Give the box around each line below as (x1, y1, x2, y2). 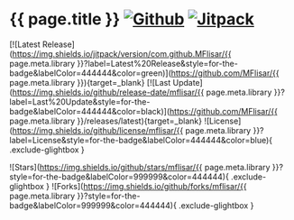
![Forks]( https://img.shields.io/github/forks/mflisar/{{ (51, 180, 247, 191)
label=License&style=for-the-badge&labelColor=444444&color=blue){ (9, 134, 273, 145)
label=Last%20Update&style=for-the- (9, 96, 151, 107)
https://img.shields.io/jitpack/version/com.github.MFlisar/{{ (12, 48, 232, 59)
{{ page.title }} (9, 9, 121, 30)
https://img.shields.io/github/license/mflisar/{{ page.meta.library (12, 124, 252, 135)
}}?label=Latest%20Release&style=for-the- (77, 58, 239, 69)
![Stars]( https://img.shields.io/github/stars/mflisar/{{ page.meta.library (9, 161, 271, 172)
